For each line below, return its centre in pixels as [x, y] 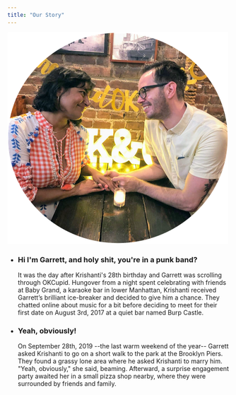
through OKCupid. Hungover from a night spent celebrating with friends [122, 282]
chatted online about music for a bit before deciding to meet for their [117, 305]
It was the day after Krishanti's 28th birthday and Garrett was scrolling [120, 275]
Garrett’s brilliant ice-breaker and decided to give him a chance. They [119, 297]
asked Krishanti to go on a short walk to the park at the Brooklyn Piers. [120, 354]
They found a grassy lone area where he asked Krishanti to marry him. [120, 361]
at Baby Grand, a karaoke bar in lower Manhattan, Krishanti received [117, 290]
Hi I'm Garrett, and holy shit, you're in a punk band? [107, 259]
